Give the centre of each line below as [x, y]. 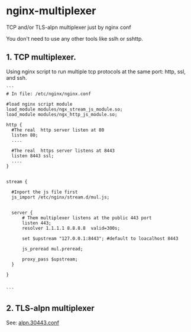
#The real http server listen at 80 [58, 130]
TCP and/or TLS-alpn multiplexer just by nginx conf [69, 27]
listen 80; [25, 135]
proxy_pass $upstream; [50, 259]
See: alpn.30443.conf [33, 323]
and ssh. [17, 77]
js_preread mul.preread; [52, 249]
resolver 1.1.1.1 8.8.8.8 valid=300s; [71, 228]
